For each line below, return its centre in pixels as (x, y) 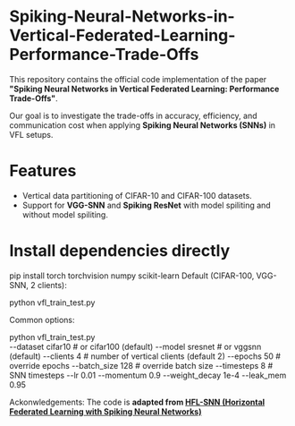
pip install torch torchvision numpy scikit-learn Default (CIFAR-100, (132, 276)
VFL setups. (31, 134)
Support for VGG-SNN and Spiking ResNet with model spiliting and (146, 205)
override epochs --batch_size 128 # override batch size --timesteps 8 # (141, 365)
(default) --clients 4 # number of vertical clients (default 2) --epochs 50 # (145, 356)
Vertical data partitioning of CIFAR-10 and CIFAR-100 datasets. (137, 195)
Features (43, 171)
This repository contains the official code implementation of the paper (138, 79)
